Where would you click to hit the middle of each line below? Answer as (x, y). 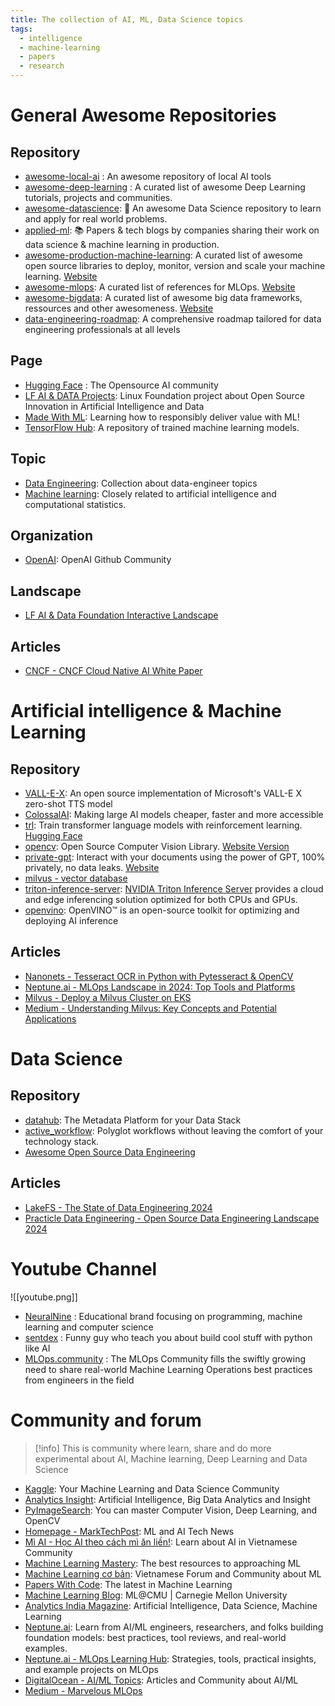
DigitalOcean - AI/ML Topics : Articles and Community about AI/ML (161, 1680)
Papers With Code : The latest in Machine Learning (128, 1584)
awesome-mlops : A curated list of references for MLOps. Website (160, 287)
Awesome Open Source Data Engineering (110, 1152)
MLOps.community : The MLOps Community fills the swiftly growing (165, 1358)
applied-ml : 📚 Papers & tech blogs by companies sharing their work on (172, 230)
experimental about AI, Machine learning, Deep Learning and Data (171, 1458)
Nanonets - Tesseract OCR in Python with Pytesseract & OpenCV (159, 976)
